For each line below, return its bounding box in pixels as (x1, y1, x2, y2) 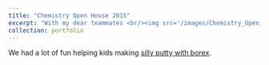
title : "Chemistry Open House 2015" (8, 11, 130, 20)
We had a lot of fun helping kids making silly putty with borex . (8, 48, 212, 58)
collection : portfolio (8, 26, 84, 34)
